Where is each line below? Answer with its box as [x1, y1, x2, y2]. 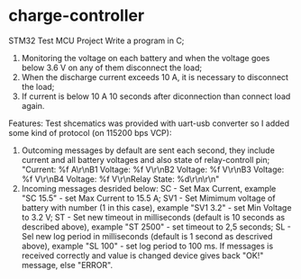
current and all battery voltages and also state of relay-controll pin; [21, 154, 270, 165]
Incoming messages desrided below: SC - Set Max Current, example [21, 183, 277, 193]
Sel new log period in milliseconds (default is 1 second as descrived [21, 230, 273, 241]
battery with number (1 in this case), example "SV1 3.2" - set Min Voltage [21, 202, 292, 212]
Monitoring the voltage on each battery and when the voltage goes [21, 52, 270, 63]
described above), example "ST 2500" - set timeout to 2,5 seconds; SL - [21, 221, 292, 232]
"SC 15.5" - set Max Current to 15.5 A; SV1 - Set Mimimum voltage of [21, 193, 276, 203]
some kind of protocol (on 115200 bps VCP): [8, 127, 172, 138]
